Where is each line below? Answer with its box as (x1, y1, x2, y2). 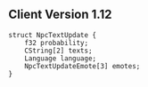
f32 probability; (24, 38, 89, 47)
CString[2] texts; (24, 46, 93, 55)
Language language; (24, 53, 97, 63)
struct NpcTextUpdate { (8, 30, 97, 39)
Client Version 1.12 (8, 7, 112, 22)
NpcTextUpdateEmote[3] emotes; (24, 61, 141, 70)
